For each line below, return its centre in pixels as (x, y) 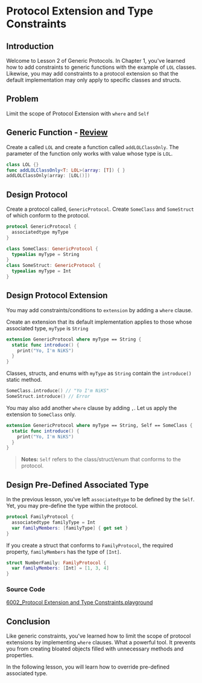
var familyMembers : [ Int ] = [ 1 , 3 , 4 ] (61, 568)
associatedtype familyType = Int (54, 522)
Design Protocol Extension (57, 296)
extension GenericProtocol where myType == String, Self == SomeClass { (99, 425)
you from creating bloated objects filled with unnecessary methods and (95, 649)
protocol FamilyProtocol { (40, 517)
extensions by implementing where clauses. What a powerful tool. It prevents (101, 643)
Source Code (26, 589)
